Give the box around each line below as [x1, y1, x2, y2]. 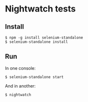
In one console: [5, 65, 36, 71]
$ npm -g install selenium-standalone [5, 35, 83, 40]
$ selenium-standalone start [5, 75, 64, 79]
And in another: [5, 83, 36, 89]
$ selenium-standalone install [5, 39, 68, 44]
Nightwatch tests [5, 3, 76, 14]
